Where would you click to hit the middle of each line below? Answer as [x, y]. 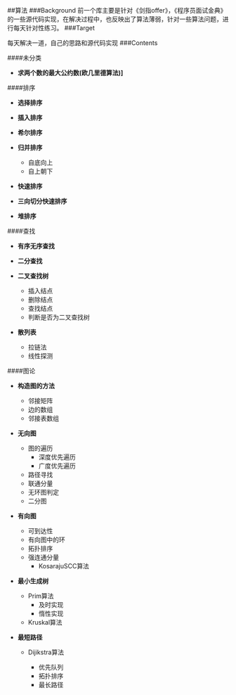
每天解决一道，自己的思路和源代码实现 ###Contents [83, 43]
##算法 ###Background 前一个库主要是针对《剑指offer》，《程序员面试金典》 [117, 10]
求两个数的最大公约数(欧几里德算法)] [70, 73]
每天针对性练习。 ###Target [54, 28]
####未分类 [25, 58]
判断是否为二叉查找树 [59, 317]
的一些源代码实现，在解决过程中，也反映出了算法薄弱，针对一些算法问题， [115, 19]
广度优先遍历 [57, 466]
